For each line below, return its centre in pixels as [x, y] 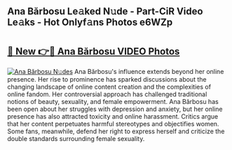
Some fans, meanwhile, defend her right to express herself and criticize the [116, 131]
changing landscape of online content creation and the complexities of [109, 87]
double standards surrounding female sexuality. [76, 138]
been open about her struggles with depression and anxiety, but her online [115, 109]
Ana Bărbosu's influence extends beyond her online [149, 72]
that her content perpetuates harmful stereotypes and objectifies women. [113, 124]
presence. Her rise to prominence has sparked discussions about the [107, 79]
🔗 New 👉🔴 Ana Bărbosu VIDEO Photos [94, 51]
